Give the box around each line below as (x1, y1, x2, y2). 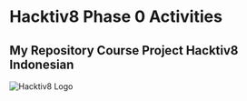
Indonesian (9, 56, 74, 72)
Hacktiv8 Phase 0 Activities (9, 6, 222, 27)
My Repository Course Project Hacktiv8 (9, 43, 239, 58)
